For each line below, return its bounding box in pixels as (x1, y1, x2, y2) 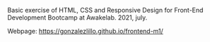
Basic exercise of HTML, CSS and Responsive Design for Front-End (7, 6, 204, 14)
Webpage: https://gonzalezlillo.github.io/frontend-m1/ (7, 27, 164, 35)
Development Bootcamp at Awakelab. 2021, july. (7, 13, 148, 22)
